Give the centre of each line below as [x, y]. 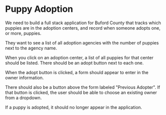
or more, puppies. [23, 33]
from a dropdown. [24, 98]
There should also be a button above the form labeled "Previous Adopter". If [83, 87]
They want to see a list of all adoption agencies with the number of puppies [82, 42]
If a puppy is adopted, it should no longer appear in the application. [74, 107]
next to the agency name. [31, 48]
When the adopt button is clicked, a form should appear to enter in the [77, 72]
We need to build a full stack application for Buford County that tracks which [83, 23]
